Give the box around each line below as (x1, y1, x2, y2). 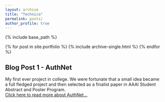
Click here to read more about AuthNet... (5, 92, 88, 98)
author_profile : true (5, 21, 50, 26)
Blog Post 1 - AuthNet (5, 63, 73, 72)
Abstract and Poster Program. (5, 87, 66, 93)
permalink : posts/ (5, 16, 43, 21)
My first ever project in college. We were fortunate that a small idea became (5, 76, 160, 82)
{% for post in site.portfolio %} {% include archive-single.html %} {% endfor (5, 44, 161, 50)
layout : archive (5, 7, 39, 12)
